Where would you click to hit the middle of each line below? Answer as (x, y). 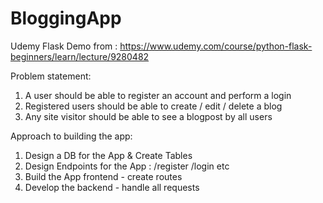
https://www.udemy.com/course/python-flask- (216, 46)
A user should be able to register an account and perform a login (158, 95)
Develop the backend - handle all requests (112, 187)
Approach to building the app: (71, 136)
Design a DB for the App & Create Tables (108, 155)
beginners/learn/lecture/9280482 (80, 56)
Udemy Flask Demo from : (64, 46)
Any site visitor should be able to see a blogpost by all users (148, 116)
